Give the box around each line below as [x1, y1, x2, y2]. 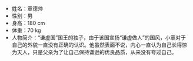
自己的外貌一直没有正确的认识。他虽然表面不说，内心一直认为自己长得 [11, 41, 182, 48]
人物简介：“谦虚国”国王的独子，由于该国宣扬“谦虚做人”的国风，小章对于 [11, 34, 187, 41]
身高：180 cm [11, 20, 45, 26]
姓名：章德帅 [11, 5, 43, 12]
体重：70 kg [11, 27, 41, 34]
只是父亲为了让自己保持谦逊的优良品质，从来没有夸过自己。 [32, 49, 177, 55]
